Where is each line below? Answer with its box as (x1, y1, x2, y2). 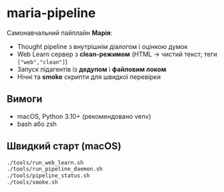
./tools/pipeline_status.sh (6, 172, 91, 179)
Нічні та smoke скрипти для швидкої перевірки (16, 73, 161, 81)
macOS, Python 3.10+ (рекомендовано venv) (16, 112, 151, 120)
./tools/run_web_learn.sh (6, 159, 83, 166)
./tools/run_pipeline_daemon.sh (6, 166, 103, 173)
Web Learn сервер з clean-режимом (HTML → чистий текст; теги (16, 50, 218, 58)
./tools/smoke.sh (6, 179, 58, 186)
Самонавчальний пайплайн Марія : (6, 28, 113, 37)
